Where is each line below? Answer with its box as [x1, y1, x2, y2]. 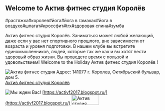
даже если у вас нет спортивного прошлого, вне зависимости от [5, 38, 145, 44]
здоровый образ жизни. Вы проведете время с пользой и [5, 54, 128, 60]
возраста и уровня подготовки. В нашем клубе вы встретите [5, 43, 135, 49]
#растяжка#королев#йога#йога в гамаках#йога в [5, 17, 112, 23]
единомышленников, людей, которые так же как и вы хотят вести [5, 48, 146, 54]
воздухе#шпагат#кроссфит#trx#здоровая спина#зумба [5, 23, 124, 29]
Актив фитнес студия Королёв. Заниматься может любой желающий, [5, 32, 154, 38]
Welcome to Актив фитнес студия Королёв [5, 4, 145, 13]
